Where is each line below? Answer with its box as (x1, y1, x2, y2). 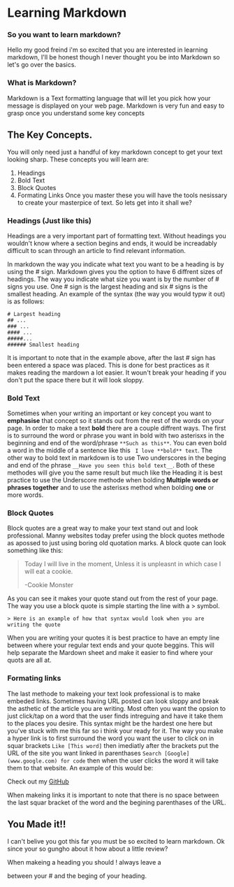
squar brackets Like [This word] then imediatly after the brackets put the (7, 741, 219, 749)
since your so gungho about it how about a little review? (7, 844, 168, 853)
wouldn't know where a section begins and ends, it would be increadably (7, 239, 218, 247)
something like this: (7, 547, 64, 555)
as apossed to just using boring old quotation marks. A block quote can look (7, 539, 226, 547)
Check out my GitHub (7, 777, 70, 786)
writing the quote (7, 621, 61, 628)
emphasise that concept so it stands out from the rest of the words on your (7, 417, 225, 425)
